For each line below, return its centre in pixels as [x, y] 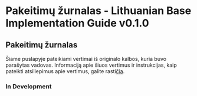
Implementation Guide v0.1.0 [77, 23]
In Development [29, 86]
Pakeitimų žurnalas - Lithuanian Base [98, 11]
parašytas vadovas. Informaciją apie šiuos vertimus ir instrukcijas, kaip [91, 65]
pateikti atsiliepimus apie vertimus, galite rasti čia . [65, 71]
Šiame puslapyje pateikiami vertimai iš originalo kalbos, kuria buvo [86, 59]
